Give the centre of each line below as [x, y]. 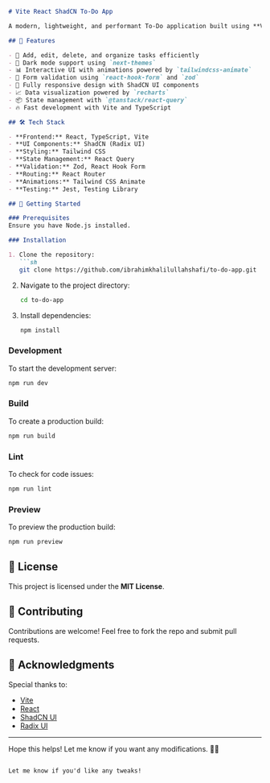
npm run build [32, 436]
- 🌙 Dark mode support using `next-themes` [82, 63]
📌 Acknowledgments [61, 665]
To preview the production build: [62, 527]
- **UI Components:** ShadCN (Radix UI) [77, 144]
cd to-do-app [42, 300]
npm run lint [30, 489]
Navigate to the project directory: [75, 285]
